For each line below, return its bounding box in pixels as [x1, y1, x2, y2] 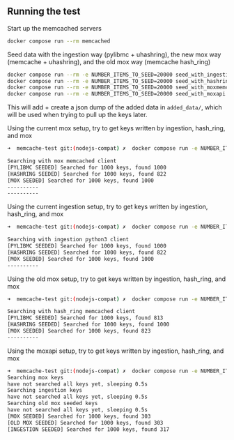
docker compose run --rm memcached [7, 38, 111, 45]
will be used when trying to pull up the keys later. [7, 111, 148, 119]
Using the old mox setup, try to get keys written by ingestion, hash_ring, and [7, 275, 226, 283]
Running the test [7, 6, 81, 17]
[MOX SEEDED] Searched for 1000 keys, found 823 [7, 328, 151, 335]
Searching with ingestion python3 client [7, 236, 130, 243]
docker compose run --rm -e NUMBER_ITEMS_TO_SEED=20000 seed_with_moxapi [7, 91, 226, 98]
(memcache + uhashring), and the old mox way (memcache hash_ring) [7, 57, 211, 66]
